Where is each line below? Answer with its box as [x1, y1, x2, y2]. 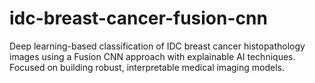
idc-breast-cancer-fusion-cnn [9, 7, 268, 30]
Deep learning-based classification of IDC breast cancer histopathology [9, 40, 306, 52]
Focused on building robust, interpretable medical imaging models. [9, 61, 285, 73]
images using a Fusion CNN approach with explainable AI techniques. [9, 50, 296, 62]
